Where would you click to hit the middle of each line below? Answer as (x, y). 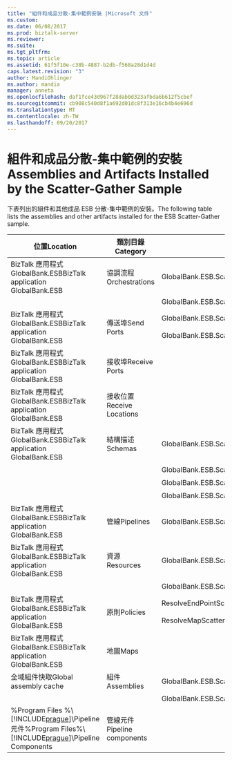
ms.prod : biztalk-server (43, 33)
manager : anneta (30, 91)
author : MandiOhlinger (40, 78)
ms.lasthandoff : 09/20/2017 (48, 123)
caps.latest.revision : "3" (46, 71)
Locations (123, 414)
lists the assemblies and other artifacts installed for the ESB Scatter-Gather (114, 217)
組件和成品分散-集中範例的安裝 (95, 159)
